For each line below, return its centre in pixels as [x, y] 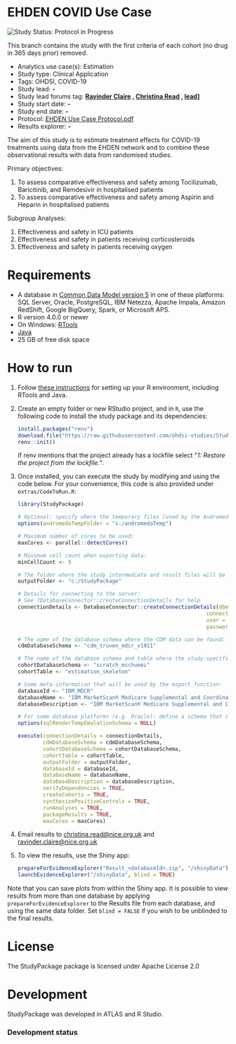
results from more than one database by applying [79, 896]
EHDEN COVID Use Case [80, 12]
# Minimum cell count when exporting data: [82, 555]
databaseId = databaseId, [81, 769]
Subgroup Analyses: [37, 218]
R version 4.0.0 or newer [53, 317]
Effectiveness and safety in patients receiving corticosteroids [106, 239]
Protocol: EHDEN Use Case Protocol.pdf [76, 119]
